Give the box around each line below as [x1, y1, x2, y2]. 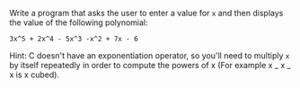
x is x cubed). [9, 69, 60, 80]
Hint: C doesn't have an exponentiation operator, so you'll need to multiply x [9, 50, 290, 61]
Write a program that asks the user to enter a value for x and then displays [9, 8, 284, 18]
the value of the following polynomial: [9, 17, 148, 28]
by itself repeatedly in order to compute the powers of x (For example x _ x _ [9, 60, 291, 70]
